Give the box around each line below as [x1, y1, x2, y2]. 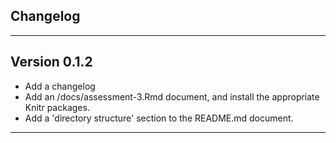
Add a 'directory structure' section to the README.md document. [24, 112, 294, 124]
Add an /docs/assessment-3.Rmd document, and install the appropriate [24, 90, 320, 103]
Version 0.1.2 [10, 54, 93, 71]
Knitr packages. [24, 101, 90, 113]
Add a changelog [24, 80, 96, 92]
